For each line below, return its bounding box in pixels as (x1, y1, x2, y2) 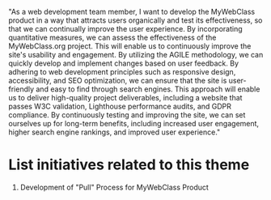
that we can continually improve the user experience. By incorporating (8, 24, 243, 33)
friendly (8, 84, 35, 94)
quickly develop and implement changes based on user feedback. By (8, 58, 239, 68)
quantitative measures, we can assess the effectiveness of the (8, 32, 217, 42)
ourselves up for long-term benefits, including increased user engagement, (8, 119, 260, 128)
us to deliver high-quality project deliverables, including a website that (8, 93, 243, 102)
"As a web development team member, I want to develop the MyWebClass (8, 7, 256, 16)
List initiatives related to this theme (8, 155, 250, 174)
